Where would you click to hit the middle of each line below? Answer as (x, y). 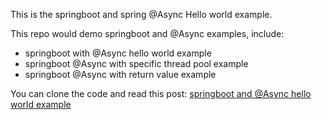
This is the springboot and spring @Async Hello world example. (141, 14)
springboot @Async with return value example (120, 74)
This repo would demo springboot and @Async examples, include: (147, 33)
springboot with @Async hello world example (118, 53)
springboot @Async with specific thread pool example (136, 63)
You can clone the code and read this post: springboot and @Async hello (161, 93)
